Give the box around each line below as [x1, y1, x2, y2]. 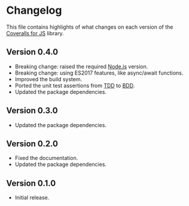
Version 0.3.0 [6, 106, 58, 116]
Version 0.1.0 [6, 178, 56, 188]
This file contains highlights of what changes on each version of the [6, 23, 173, 30]
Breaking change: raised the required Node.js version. [14, 63, 148, 70]
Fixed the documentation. [14, 155, 78, 162]
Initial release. [14, 194, 50, 201]
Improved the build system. [14, 75, 83, 82]
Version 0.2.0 [6, 139, 59, 149]
